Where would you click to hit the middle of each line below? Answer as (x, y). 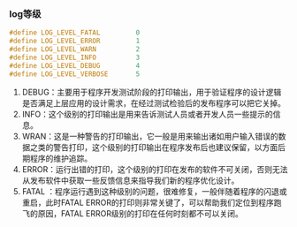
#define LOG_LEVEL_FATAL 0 (75, 33)
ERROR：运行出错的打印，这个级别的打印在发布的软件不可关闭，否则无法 (155, 169)
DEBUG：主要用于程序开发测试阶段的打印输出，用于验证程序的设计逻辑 (152, 92)
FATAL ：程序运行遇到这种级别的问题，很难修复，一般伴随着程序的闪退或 (154, 191)
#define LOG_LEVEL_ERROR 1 (75, 42)
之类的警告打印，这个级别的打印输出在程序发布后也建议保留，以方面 (154, 147)
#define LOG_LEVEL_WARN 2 (75, 49)
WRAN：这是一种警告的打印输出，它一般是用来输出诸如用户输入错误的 (150, 136)
